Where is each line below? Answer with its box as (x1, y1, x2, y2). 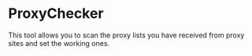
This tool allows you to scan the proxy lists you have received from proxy (8, 30, 245, 40)
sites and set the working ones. (8, 38, 110, 47)
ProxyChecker (8, 5, 104, 23)
